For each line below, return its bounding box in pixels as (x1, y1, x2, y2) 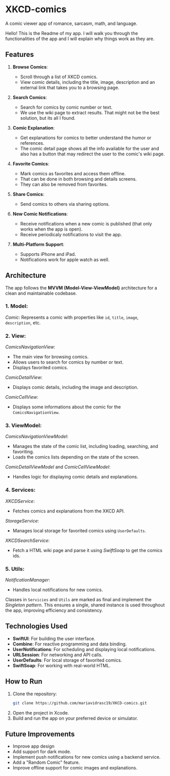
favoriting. (12, 448, 35, 455)
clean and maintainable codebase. (5, 290, 77, 296)
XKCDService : (5, 498, 35, 504)
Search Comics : (12, 94, 47, 100)
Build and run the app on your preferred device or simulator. (12, 715, 139, 721)
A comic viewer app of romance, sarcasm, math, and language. (5, 20, 138, 26)
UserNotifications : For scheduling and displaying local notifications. (12, 646, 156, 652)
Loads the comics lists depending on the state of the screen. (12, 454, 140, 460)
